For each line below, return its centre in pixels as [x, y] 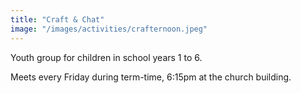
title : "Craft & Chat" [57, 19]
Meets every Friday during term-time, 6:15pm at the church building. [151, 77]
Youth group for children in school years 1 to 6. [106, 57]
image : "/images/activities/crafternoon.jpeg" [109, 29]
